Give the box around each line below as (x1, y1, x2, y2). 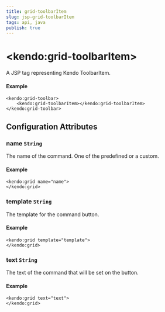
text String (6, 255, 38, 264)
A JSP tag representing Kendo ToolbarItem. (6, 70, 111, 77)
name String (6, 139, 43, 147)
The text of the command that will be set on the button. (6, 269, 139, 276)
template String (6, 197, 52, 206)
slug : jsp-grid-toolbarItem (6, 14, 75, 20)
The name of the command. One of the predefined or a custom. (6, 152, 159, 160)
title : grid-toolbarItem (6, 8, 67, 15)
